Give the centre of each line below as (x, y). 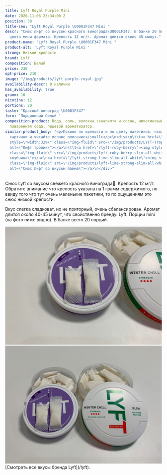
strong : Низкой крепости (31, 52)
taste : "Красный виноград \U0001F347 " (45, 111)
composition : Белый (25, 63)
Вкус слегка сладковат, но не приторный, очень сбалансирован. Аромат (83, 209)
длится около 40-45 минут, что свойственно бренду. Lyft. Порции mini (80, 214)
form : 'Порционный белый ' (33, 116)
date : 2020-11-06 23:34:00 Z (35, 16)
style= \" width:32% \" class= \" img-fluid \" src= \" (61, 142)
